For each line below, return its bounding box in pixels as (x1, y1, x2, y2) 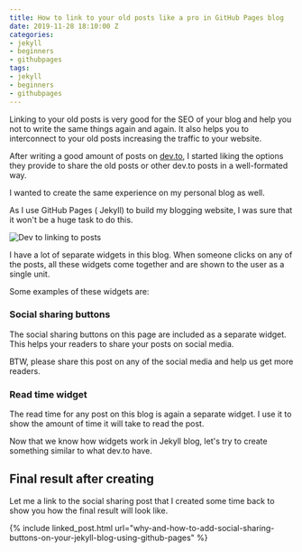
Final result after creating (9, 472, 155, 487)
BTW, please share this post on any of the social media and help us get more (9, 356, 294, 367)
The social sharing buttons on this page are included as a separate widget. (9, 329, 287, 340)
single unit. (9, 268, 50, 279)
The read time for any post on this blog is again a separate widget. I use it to (9, 408, 292, 420)
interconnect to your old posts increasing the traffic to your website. (9, 133, 262, 144)
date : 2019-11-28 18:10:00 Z (9, 22, 119, 31)
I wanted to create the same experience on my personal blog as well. (9, 187, 266, 198)
